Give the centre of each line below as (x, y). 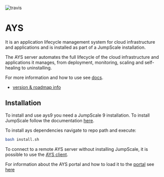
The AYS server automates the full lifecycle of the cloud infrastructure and (82, 57)
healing (13, 67)
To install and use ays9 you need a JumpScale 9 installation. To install (77, 115)
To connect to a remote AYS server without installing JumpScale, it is (77, 149)
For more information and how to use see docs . (54, 77)
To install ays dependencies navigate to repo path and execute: (71, 130)
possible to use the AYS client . (37, 154)
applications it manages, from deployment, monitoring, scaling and (74, 62)
